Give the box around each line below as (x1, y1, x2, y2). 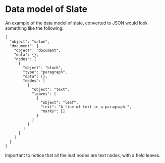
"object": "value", (9, 39, 50, 44)
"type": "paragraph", (23, 70, 68, 75)
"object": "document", (14, 48, 61, 53)
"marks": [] (40, 108, 65, 114)
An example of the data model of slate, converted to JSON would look (5, 20, 148, 26)
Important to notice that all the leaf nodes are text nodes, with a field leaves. (5, 152, 161, 158)
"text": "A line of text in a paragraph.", (40, 104, 132, 109)
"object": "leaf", (40, 100, 79, 105)
